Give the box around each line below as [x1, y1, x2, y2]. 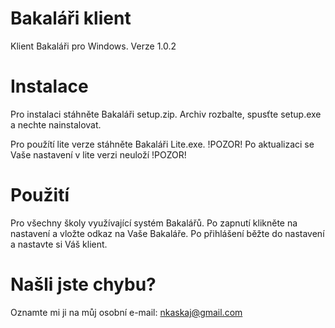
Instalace [10, 75, 89, 98]
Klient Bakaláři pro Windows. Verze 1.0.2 [10, 40, 177, 52]
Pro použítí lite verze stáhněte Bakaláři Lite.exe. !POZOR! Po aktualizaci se [10, 138, 315, 150]
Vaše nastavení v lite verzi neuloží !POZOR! [10, 148, 187, 161]
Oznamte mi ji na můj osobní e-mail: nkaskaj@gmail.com [10, 306, 243, 318]
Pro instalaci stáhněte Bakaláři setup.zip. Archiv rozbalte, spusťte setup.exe [10, 108, 322, 120]
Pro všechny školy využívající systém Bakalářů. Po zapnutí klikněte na [10, 217, 298, 229]
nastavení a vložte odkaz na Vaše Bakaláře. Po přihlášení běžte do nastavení [10, 227, 325, 239]
